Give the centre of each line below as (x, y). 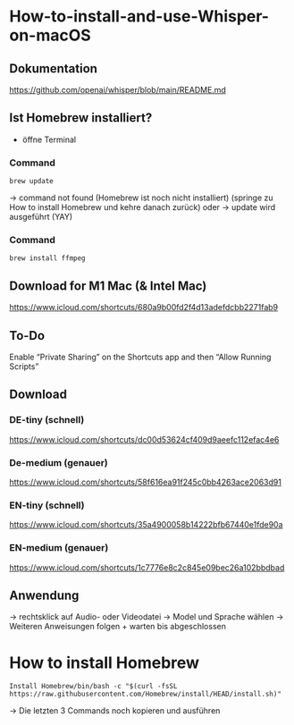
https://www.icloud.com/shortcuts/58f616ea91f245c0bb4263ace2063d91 (145, 482)
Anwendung (44, 595)
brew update (31, 181)
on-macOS (50, 35)
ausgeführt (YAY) (41, 217)
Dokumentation (54, 68)
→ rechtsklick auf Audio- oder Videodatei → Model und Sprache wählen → (147, 617)
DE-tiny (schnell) (47, 420)
